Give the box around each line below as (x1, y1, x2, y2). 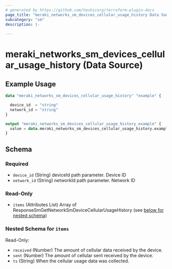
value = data (10, 126, 38, 131)
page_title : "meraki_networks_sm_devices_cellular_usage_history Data (5, 12, 159, 17)
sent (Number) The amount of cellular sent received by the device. (12, 252, 154, 258)
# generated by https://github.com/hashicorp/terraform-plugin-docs (5, 7, 155, 13)
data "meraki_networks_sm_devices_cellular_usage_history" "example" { (5, 93, 161, 99)
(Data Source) (82, 59, 143, 71)
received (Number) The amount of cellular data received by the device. (12, 246, 163, 253)
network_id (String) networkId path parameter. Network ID (12, 177, 136, 183)
